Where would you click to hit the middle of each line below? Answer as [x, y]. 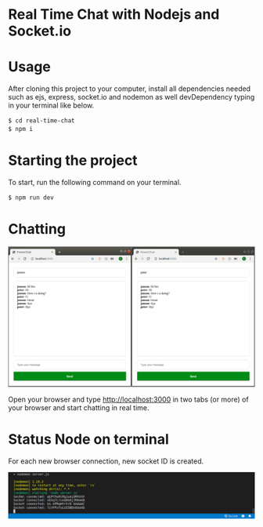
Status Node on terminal [89, 439]
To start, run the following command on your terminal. [95, 182]
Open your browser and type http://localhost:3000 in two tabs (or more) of [128, 399]
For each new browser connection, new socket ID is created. [106, 461]
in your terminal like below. [51, 105]
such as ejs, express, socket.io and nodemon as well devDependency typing [131, 97]
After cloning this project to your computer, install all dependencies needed [130, 89]
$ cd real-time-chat [42, 121]
